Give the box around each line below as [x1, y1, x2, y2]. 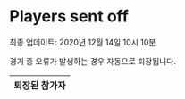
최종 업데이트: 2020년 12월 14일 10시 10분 [9, 37, 156, 47]
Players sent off [9, 6, 130, 27]
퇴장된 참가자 [13, 78, 66, 91]
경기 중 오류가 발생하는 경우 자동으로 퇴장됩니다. [9, 55, 177, 66]
